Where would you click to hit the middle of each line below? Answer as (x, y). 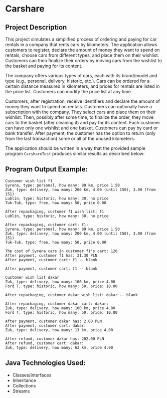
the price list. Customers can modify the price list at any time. (69, 91)
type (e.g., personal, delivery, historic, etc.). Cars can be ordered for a (77, 81)
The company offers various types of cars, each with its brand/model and (81, 75)
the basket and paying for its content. (44, 66)
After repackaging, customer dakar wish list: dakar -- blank (71, 295)
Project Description (36, 27)
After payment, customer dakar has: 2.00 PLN (53, 321)
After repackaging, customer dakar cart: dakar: (57, 304)
